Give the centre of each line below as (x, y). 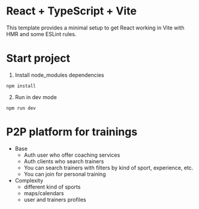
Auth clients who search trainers (64, 161)
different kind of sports (52, 187)
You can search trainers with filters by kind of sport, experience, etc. (108, 168)
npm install (21, 86)
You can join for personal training (65, 174)
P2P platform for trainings (72, 132)
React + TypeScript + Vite (71, 11)
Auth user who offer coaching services (72, 155)
